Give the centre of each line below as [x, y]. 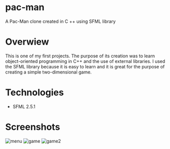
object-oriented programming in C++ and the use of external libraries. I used [85, 61]
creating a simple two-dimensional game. [48, 72]
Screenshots [33, 127]
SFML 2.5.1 [24, 106]
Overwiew [27, 42]
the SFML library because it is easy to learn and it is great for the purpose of [85, 66]
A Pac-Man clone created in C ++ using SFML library [60, 21]
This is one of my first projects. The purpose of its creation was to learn [80, 56]
